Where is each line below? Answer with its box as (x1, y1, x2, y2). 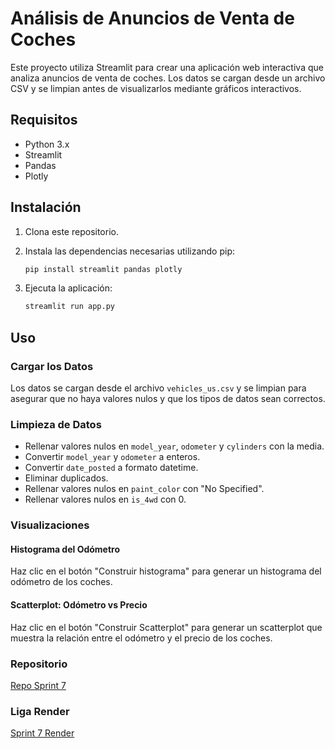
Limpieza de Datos (10, 417, 102, 431)
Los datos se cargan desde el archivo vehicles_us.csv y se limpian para (10, 382, 307, 394)
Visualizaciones (10, 518, 90, 532)
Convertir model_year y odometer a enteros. (24, 451, 201, 463)
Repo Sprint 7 (10, 679, 67, 691)
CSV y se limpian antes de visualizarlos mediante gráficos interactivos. (10, 82, 302, 94)
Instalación (10, 199, 82, 216)
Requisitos (10, 112, 78, 129)
